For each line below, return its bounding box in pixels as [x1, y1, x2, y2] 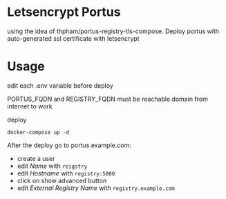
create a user [17, 154, 55, 162]
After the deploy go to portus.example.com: [7, 141, 131, 149]
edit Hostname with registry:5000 [17, 169, 115, 177]
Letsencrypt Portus [7, 4, 121, 20]
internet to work [7, 102, 53, 111]
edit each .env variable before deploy [7, 81, 114, 90]
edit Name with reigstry [17, 162, 88, 170]
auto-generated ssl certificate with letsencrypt [7, 34, 140, 42]
